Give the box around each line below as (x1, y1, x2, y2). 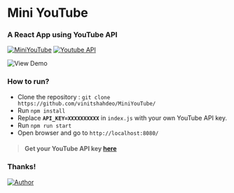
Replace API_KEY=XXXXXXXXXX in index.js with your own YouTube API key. (17, 113, 228, 122)
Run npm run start (17, 121, 72, 129)
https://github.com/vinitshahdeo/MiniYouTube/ (17, 100, 156, 107)
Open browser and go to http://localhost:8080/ (17, 128, 159, 137)
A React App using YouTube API (7, 30, 118, 40)
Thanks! (7, 162, 36, 172)
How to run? (7, 77, 50, 87)
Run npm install (17, 106, 66, 115)
